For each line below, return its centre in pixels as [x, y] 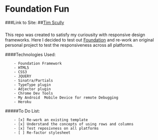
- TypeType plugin [32, 85]
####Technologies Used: [30, 54]
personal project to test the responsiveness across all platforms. [69, 45]
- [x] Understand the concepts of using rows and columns [74, 124]
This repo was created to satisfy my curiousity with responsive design [75, 35]
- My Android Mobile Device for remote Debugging [66, 98]
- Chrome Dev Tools [34, 93]
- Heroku [23, 102]
